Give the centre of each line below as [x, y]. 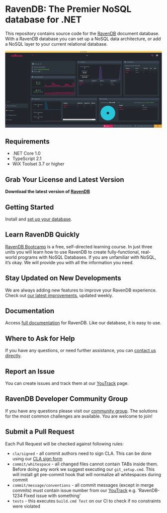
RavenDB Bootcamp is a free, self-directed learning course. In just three [79, 246]
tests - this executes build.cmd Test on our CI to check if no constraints [86, 501]
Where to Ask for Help [40, 338]
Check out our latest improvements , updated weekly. [59, 295]
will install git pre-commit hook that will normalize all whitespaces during [87, 474]
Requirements [27, 141]
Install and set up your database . [39, 219]
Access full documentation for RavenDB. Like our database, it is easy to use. [83, 323]
